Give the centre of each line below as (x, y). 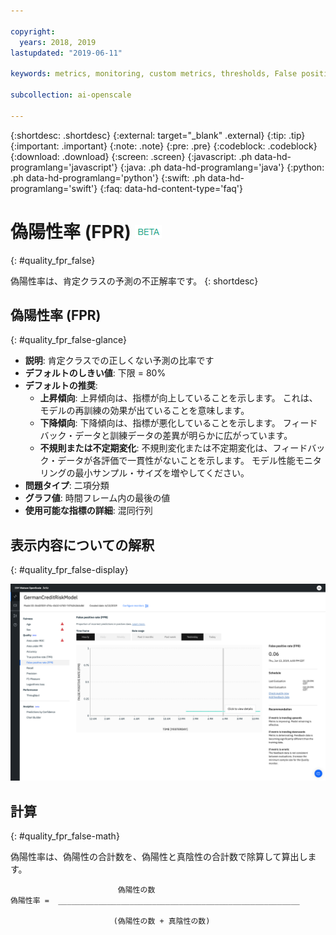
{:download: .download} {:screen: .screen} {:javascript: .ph (131, 156)
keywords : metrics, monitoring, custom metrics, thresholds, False (154, 74)
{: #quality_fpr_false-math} (65, 836)
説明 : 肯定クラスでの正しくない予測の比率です (119, 361)
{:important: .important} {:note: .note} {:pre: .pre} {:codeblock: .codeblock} (164, 146)
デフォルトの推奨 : (61, 386)
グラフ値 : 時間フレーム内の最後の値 (97, 498)
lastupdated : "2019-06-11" (66, 53)
